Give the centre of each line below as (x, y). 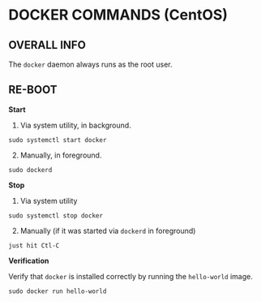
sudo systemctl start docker (58, 140)
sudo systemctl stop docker (56, 216)
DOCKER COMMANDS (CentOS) (118, 15)
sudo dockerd (30, 170)
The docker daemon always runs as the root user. (90, 64)
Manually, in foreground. (61, 155)
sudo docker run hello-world (58, 291)
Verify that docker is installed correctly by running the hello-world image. (131, 276)
